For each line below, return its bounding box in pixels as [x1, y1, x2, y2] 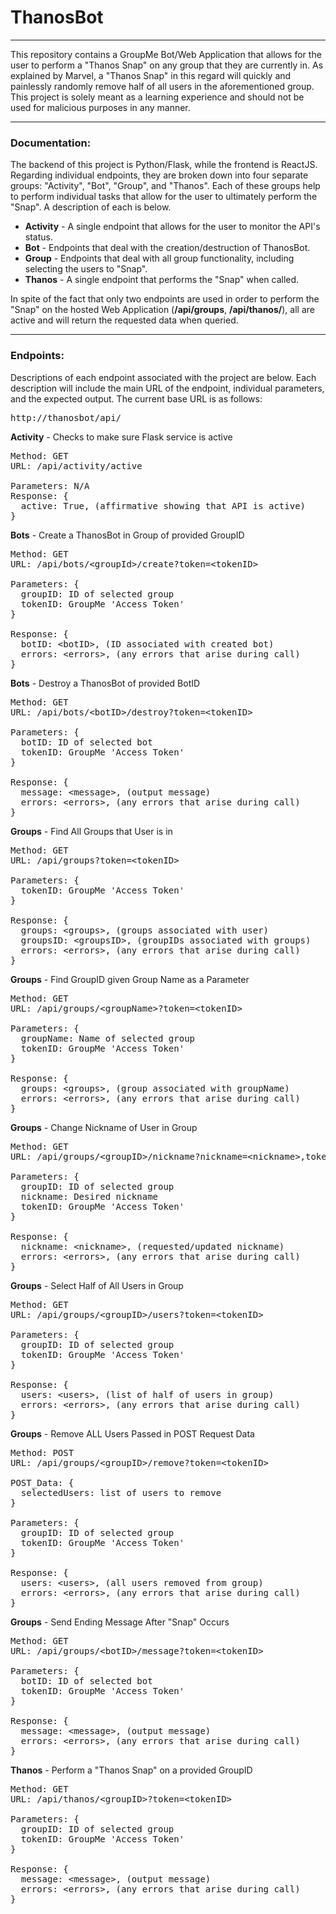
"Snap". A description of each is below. [10, 201, 172, 213]
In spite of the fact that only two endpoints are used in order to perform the [10, 293, 320, 305]
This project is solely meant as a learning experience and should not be [10, 91, 305, 103]
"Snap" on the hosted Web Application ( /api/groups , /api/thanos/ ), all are [10, 304, 315, 316]
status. [24, 231, 53, 243]
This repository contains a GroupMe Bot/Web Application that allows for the [10, 48, 322, 60]
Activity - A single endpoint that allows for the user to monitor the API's [24, 221, 321, 233]
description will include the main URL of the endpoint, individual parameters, [10, 382, 325, 394]
